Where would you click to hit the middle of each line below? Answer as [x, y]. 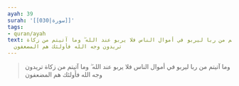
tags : [15, 27]
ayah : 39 [20, 14]
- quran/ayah [27, 33]
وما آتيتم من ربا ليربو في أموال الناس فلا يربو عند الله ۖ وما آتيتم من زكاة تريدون [127, 67]
